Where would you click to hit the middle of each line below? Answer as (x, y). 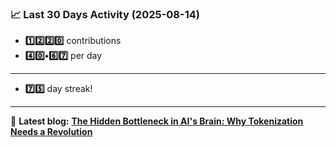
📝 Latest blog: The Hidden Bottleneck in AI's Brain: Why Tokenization (157, 121)
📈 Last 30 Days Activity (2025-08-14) (105, 14)
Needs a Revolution (51, 132)
